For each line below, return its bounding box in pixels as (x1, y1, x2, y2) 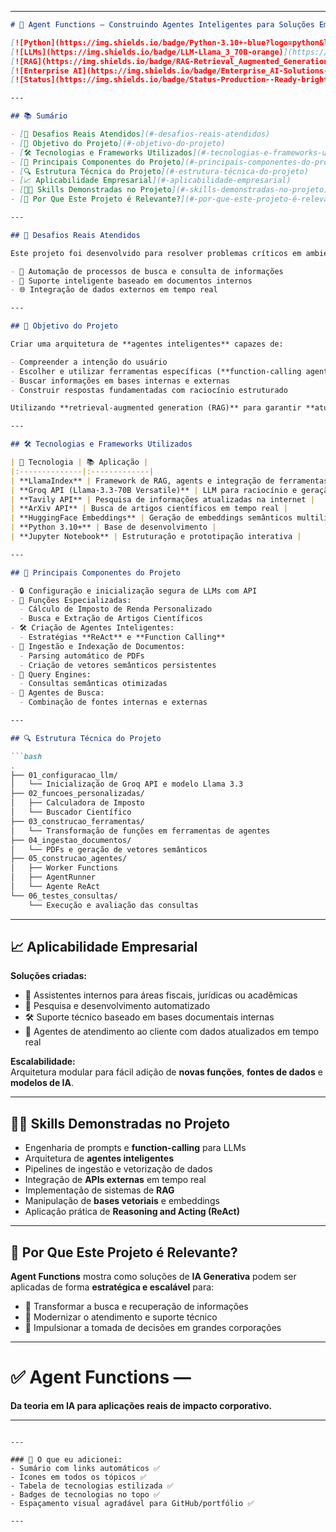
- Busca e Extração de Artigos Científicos (19, 614, 203, 624)
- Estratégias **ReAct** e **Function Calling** (19, 632, 226, 642)
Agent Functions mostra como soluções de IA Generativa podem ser (10, 1271, 297, 1283)
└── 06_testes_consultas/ (10, 891, 118, 901)
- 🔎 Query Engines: (10, 669, 92, 680)
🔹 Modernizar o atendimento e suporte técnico (24, 1311, 218, 1323)
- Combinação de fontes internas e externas (19, 697, 208, 708)
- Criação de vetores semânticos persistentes (19, 660, 217, 670)
